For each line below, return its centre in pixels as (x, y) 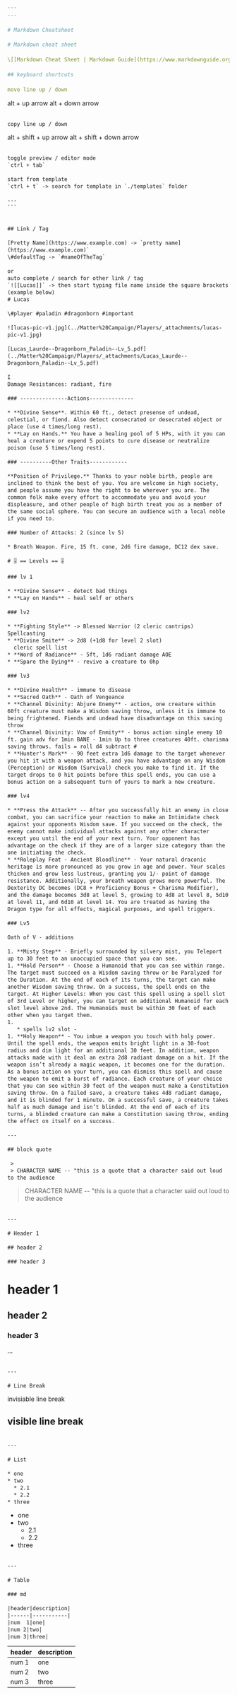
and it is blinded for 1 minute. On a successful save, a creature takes (118, 1100)
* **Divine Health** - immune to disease (69, 690)
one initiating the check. (47, 852)
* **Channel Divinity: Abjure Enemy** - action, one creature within (112, 704)
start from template (38, 179)
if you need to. (31, 518)
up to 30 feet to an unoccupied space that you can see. (93, 958)
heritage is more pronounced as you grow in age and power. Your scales (116, 867)
